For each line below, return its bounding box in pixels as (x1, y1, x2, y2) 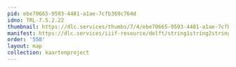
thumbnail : (7, 23, 39, 30)
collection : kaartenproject (7, 50, 90, 57)
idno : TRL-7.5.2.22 (7, 17, 65, 24)
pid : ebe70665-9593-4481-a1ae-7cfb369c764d (7, 10, 137, 17)
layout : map (7, 43, 42, 50)
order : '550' (7, 36, 46, 43)
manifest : (7, 29, 37, 37)
